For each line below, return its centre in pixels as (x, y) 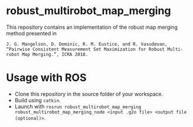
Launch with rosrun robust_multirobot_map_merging (78, 106)
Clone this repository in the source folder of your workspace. (89, 94)
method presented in (32, 33)
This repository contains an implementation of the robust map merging (92, 27)
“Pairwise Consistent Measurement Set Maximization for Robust (86, 49)
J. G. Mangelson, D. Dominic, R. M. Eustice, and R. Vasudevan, (87, 44)
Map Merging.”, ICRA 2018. (55, 54)
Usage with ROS (46, 78)
